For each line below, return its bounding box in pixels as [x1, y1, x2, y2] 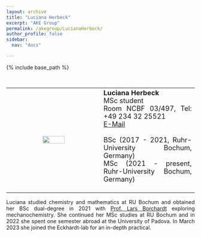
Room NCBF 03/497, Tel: [103, 104, 192, 113]
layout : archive [6, 8, 47, 15]
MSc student [103, 96, 144, 105]
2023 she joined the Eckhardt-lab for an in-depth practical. [6, 224, 151, 231]
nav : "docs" [11, 42, 42, 48]
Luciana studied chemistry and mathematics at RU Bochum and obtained [6, 198, 195, 205]
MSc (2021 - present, [103, 159, 192, 168]
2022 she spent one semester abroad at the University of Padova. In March [6, 217, 195, 224]
